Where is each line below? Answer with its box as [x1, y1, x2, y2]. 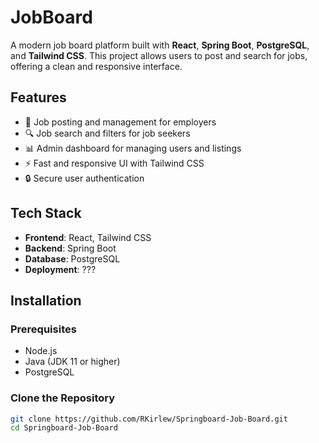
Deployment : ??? [24, 263, 97, 275]
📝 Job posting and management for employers [24, 116, 217, 128]
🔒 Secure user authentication [24, 172, 145, 184]
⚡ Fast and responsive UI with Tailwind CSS [24, 157, 205, 169]
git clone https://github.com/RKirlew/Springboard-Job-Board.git [10, 414, 288, 424]
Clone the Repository [10, 391, 116, 405]
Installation [10, 292, 82, 309]
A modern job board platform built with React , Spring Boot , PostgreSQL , [10, 39, 310, 51]
